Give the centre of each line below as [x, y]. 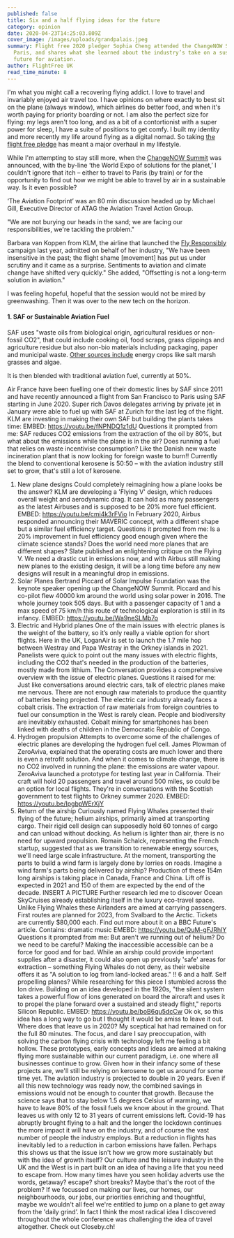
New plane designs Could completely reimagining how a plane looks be [120, 484]
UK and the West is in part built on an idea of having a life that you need [120, 1167]
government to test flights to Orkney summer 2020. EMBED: [103, 796]
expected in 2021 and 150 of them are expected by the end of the [111, 885]
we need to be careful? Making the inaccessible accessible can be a [115, 945]
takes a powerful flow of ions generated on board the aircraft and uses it [121, 996]
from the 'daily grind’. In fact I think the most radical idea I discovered [116, 1211]
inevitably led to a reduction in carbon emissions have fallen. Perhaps [117, 1145]
